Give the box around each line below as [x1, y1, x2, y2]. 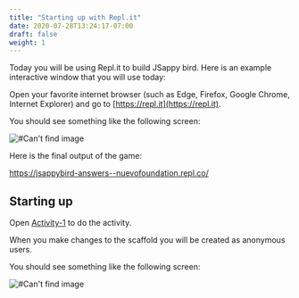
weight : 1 [9, 37, 46, 47]
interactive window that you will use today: [9, 72, 167, 83]
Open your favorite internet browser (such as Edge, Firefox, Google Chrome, [9, 89, 290, 100]
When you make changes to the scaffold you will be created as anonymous [9, 235, 286, 245]
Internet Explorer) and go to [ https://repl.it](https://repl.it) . [9, 99, 221, 110]
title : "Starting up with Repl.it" [9, 12, 142, 22]
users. [9, 244, 33, 255]
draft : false [9, 29, 58, 38]
